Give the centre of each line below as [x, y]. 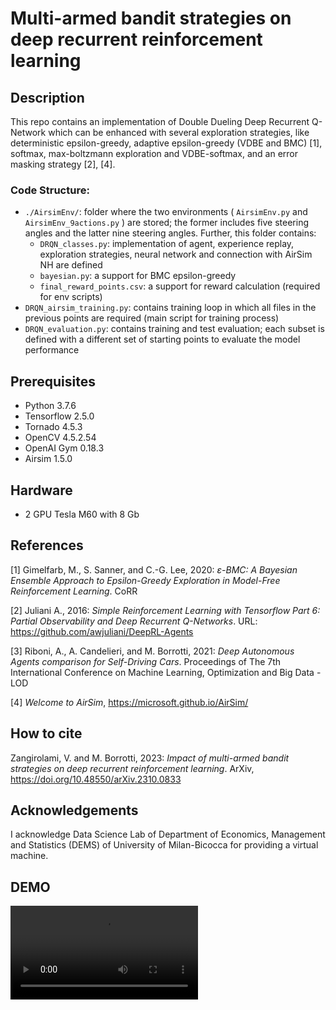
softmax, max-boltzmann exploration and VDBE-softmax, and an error [154, 153]
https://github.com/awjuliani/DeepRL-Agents [102, 631]
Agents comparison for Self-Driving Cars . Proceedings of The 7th [146, 661]
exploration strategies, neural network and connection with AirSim [176, 254]
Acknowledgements [74, 810]
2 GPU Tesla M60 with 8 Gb [82, 514]
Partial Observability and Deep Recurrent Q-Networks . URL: [134, 621]
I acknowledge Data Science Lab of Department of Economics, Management [168, 834]
